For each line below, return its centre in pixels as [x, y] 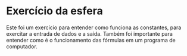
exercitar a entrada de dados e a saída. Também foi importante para [89, 33]
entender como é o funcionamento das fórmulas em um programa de [91, 40]
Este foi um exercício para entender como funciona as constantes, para [94, 27]
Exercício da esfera [54, 11]
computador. [22, 46]
